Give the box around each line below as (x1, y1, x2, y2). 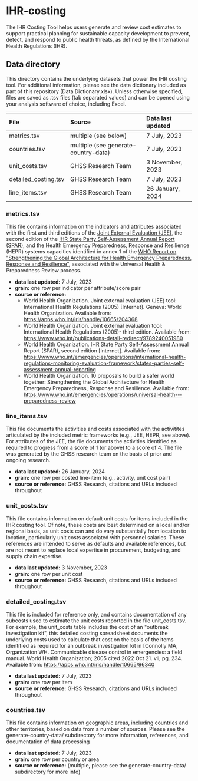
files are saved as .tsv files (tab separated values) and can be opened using (6, 94, 190, 101)
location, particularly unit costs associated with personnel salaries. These (6, 533, 184, 541)
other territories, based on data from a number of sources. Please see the (6, 726, 185, 733)
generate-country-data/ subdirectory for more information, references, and (6, 732, 189, 739)
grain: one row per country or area (14, 756, 100, 763)
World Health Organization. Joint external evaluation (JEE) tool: (23, 297, 177, 304)
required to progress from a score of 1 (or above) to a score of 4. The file (6, 444, 183, 452)
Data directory (6, 60, 61, 70)
